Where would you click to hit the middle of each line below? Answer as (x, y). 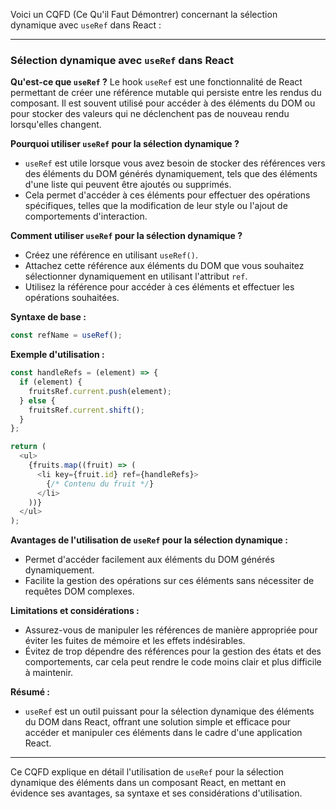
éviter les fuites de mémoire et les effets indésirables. (135, 641)
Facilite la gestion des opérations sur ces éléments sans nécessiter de (169, 581)
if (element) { (51, 382)
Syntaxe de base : (48, 317)
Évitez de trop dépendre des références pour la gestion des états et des (173, 651)
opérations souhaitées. (72, 298)
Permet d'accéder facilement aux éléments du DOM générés (149, 560)
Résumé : (30, 692)
